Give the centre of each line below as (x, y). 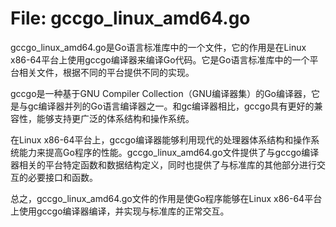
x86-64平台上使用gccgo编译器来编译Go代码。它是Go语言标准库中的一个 (160, 59)
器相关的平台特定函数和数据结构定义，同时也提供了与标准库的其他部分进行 (163, 164)
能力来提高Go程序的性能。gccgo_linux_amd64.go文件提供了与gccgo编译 (169, 152)
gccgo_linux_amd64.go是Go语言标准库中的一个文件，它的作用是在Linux (158, 47)
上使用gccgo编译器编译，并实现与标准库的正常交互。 (120, 211)
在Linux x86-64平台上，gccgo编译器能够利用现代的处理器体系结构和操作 (161, 139)
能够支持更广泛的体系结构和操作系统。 (115, 118)
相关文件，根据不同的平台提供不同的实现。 (106, 72)
